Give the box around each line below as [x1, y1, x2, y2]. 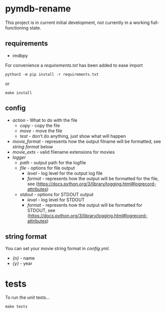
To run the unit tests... [5, 295, 50, 301]
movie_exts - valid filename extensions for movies [12, 149, 115, 155]
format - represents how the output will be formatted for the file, [27, 175, 159, 181]
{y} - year [12, 261, 32, 267]
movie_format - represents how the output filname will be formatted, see [12, 138, 162, 144]
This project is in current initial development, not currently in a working [5, 19, 150, 25]
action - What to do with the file [12, 117, 78, 123]
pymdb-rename [5, 3, 71, 14]
